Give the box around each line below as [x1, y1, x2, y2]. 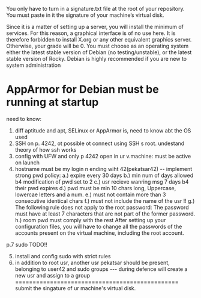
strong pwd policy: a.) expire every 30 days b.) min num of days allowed [14, 172, 194, 179]
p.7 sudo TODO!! [6, 241, 48, 248]
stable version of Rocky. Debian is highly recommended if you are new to [6, 55, 187, 62]
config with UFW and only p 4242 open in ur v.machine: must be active [14, 152, 191, 160]
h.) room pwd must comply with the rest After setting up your [14, 216, 166, 223]
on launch [14, 159, 40, 166]
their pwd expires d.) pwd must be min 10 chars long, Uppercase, [14, 184, 176, 191]
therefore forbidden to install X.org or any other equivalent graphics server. [6, 36, 192, 43]
